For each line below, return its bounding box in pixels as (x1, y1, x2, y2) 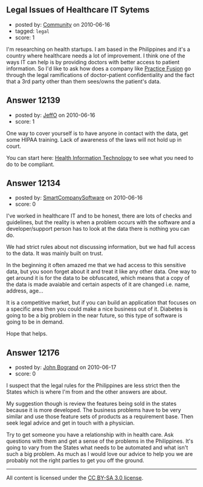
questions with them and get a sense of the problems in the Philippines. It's (6, 437, 193, 445)
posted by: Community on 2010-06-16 (14, 21, 111, 28)
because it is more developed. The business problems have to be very (6, 406, 181, 414)
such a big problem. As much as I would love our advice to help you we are (6, 451, 193, 458)
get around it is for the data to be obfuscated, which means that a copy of (6, 274, 190, 282)
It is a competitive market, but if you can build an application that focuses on (6, 299, 196, 306)
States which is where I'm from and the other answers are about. (6, 388, 167, 396)
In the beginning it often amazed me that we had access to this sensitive (6, 262, 186, 269)
